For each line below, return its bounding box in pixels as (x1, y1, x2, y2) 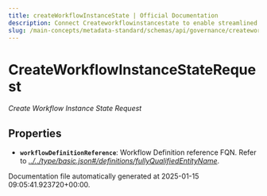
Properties (8, 126, 62, 140)
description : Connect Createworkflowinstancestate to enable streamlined (8, 19, 258, 27)
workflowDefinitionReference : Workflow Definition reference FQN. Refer (19, 148, 257, 157)
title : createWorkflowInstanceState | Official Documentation (8, 11, 219, 20)
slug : (8, 26, 26, 34)
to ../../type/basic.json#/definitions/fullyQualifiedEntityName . (19, 156, 220, 166)
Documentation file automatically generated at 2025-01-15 (8, 171, 199, 181)
